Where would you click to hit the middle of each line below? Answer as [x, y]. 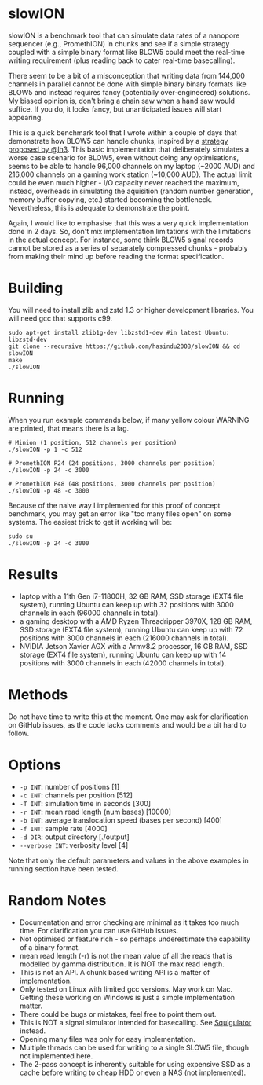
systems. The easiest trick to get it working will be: [90, 522]
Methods [38, 694]
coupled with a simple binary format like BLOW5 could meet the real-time [127, 52]
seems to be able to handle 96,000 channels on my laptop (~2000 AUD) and [131, 166]
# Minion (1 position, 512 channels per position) [93, 442]
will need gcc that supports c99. [60, 318]
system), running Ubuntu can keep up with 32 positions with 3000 [126, 604]
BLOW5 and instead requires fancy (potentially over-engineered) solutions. [129, 92]
